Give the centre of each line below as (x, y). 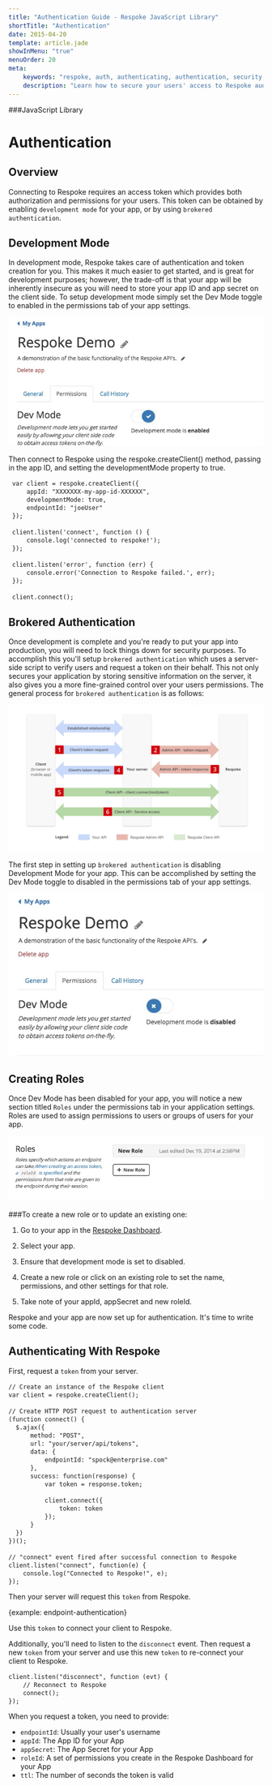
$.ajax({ (30, 1428)
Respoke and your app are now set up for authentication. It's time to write (131, 1317)
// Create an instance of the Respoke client (86, 1387)
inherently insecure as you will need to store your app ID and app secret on (134, 289)
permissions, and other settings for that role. (94, 1286)
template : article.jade (49, 43)
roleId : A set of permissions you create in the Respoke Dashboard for (136, 1758)
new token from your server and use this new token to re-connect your (126, 1652)
